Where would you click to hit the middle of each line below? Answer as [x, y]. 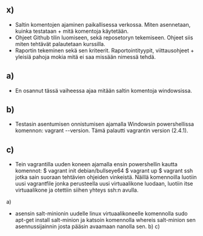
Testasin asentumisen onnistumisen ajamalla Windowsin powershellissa [105, 124]
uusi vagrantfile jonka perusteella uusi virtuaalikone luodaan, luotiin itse [104, 184]
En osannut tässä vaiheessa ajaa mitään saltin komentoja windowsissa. [104, 90]
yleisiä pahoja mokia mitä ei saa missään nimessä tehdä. [85, 56]
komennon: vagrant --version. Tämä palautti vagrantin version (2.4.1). [101, 130]
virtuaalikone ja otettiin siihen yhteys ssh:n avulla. [77, 190]
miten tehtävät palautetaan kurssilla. [60, 44]
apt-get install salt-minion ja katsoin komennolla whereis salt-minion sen [105, 220]
